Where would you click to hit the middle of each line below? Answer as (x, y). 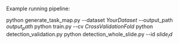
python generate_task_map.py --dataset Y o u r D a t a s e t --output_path (89, 20)
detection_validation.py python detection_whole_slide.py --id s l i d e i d (89, 35)
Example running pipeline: (38, 9)
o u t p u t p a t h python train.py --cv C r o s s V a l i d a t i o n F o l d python (80, 27)
